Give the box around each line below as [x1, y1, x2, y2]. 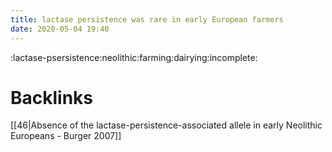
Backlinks [10, 86, 94, 109]
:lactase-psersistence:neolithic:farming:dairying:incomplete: [10, 51, 258, 63]
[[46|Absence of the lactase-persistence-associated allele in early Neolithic [10, 119, 323, 131]
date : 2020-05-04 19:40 [10, 24, 110, 34]
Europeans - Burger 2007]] [10, 130, 122, 142]
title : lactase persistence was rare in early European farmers [10, 14, 284, 25]
